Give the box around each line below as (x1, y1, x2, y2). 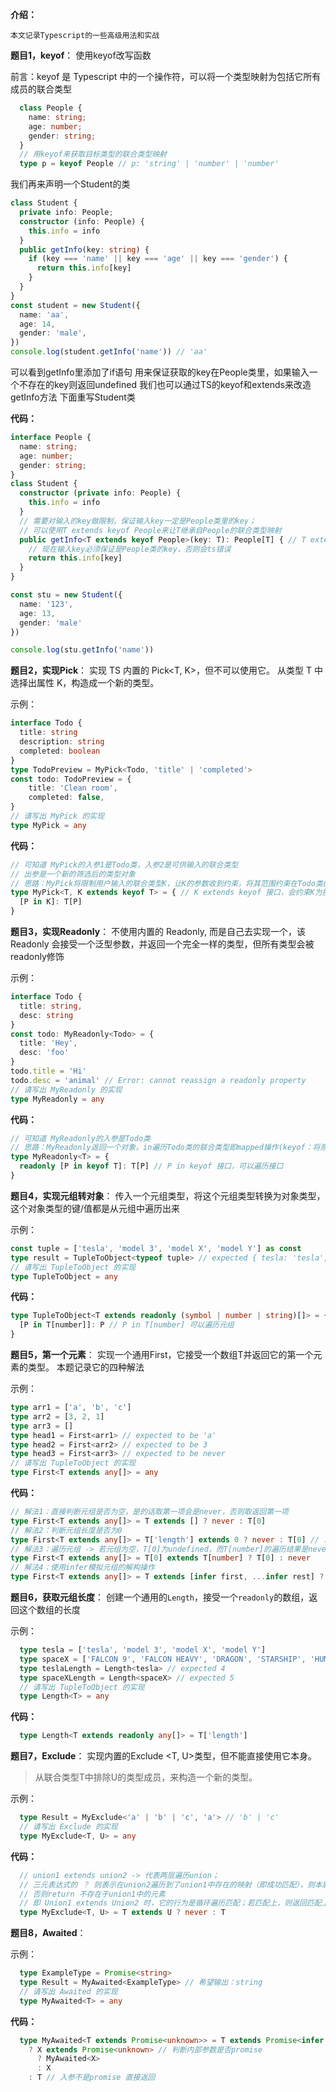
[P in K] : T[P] (19, 897, 83, 907)
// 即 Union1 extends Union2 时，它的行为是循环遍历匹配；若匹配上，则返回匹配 (19, 1898, 322, 1908)
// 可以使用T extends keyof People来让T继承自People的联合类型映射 (19, 525, 282, 535)
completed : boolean (19, 746, 101, 756)
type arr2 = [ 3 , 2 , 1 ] (10, 1411, 105, 1422)
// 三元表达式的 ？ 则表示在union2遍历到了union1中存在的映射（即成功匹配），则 (19, 1879, 315, 1890)
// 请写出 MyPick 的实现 (10, 811, 105, 821)
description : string (19, 737, 105, 747)
